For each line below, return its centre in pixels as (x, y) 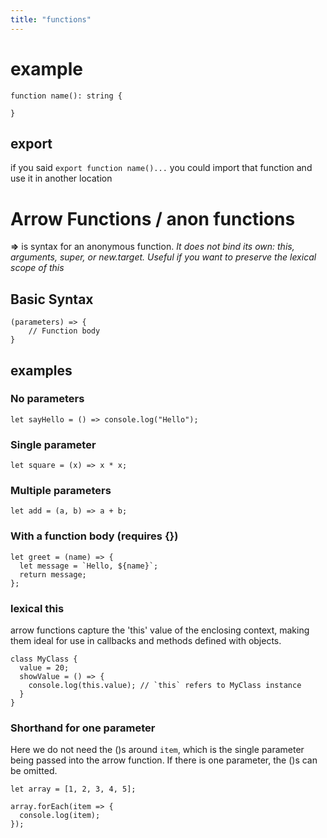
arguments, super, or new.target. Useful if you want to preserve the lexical (163, 257)
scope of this (37, 268)
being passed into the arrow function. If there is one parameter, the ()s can (164, 760)
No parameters (47, 399)
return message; (53, 574)
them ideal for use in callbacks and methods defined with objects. (146, 640)
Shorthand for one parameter (83, 728)
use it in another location (61, 178)
